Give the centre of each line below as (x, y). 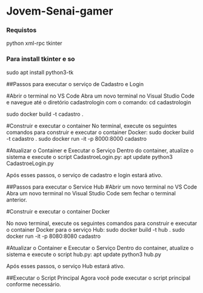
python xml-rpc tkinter (34, 43)
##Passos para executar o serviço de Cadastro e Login (75, 84)
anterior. (17, 200)
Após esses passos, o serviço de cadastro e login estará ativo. (84, 175)
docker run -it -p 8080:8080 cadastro (54, 236)
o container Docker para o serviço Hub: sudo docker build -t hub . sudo (95, 229)
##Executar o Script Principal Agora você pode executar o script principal (98, 278)
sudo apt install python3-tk (40, 72)
